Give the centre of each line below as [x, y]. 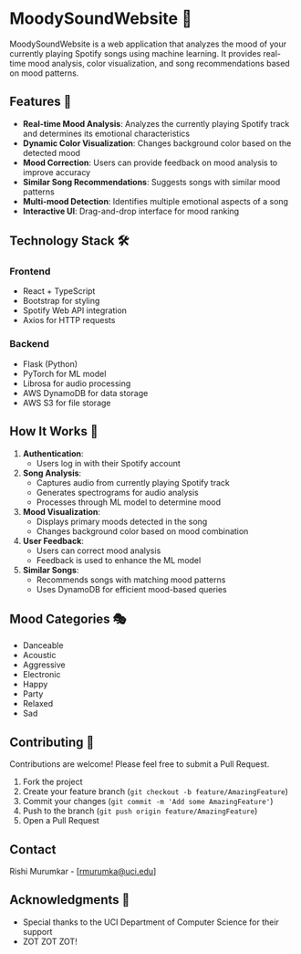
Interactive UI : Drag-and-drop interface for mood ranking [131, 211]
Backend [30, 344]
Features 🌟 [41, 102]
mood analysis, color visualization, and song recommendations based [159, 63]
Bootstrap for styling [61, 301]
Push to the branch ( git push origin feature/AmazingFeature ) [140, 811]
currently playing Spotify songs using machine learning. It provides [135, 53]
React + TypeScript [59, 291]
